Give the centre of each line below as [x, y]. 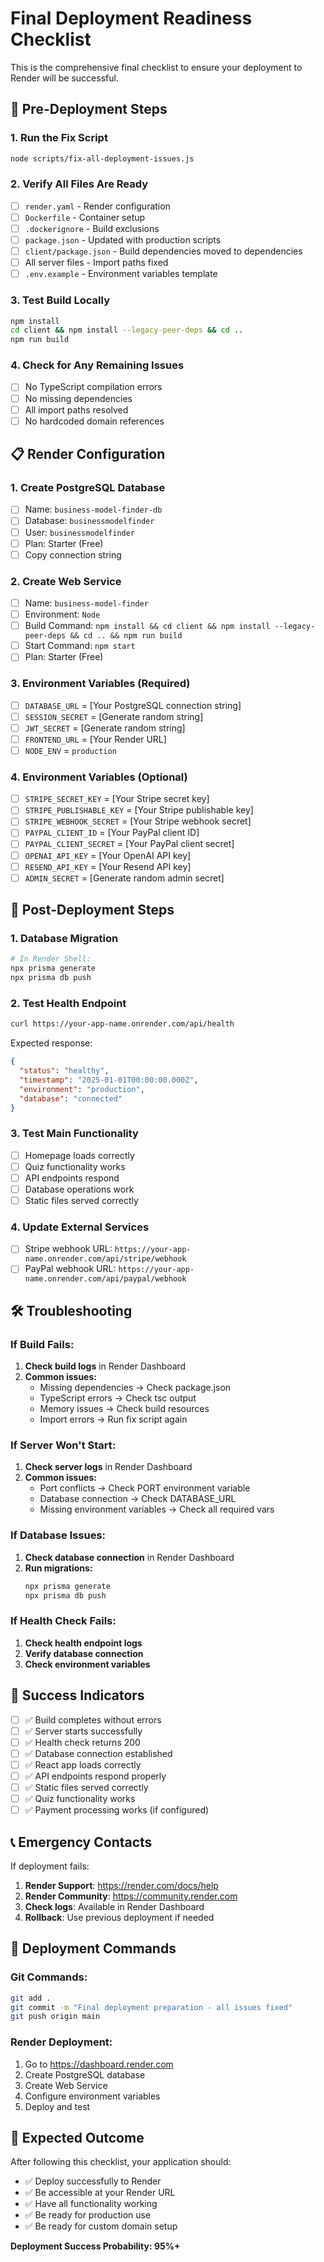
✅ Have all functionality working [91, 2204]
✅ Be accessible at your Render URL [100, 2193]
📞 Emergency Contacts [81, 1842]
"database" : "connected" [71, 1098]
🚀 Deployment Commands [93, 1948]
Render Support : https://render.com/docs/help [121, 1885]
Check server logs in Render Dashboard [108, 1467]
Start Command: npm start [80, 646]
